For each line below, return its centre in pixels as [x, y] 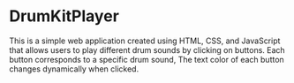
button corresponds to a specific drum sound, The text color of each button [147, 59]
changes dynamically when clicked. [74, 69]
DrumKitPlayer [64, 16]
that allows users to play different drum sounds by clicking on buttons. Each [147, 49]
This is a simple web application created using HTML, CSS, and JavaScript [145, 41]
